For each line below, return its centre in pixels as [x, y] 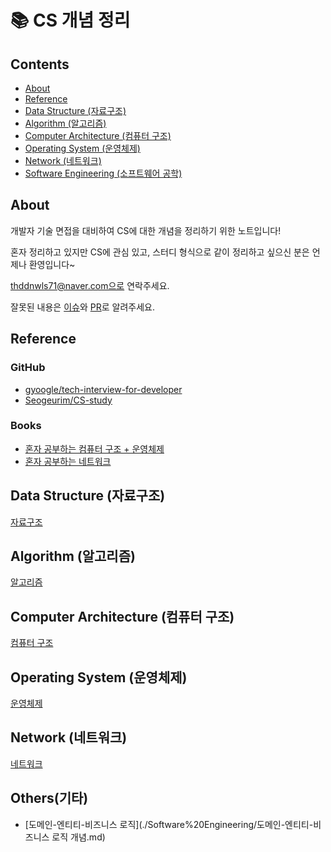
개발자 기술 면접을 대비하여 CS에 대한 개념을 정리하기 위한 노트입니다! [146, 230]
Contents [40, 64]
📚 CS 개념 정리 [70, 20]
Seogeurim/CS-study [68, 400]
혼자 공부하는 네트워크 [68, 461]
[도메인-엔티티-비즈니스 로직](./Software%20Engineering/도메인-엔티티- [169, 824]
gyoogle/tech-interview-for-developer [103, 389]
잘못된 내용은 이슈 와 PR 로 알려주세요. [82, 307]
